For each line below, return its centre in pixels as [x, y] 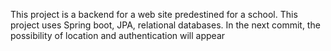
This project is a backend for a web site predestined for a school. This [154, 14]
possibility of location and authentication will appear [118, 35]
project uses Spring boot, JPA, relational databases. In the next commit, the [165, 25]
